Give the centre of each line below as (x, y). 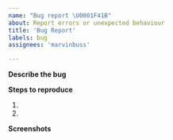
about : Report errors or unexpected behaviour (86, 23)
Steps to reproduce (40, 90)
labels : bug (28, 38)
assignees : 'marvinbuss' (49, 45)
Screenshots (30, 129)
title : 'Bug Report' (42, 30)
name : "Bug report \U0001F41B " (60, 15)
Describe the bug (37, 74)
